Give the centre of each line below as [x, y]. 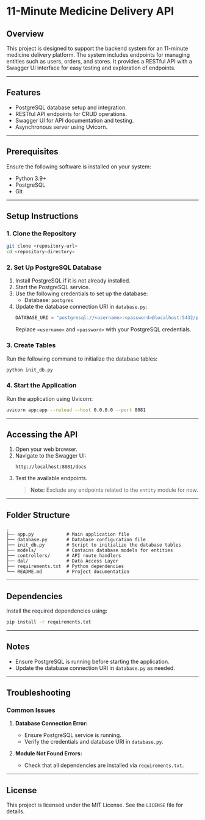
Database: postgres [49, 300]
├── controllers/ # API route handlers [64, 556]
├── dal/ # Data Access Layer [63, 561]
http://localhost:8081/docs [51, 467]
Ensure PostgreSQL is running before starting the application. [92, 661]
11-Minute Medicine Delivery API [90, 11]
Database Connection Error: [52, 724]
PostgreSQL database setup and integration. [71, 107]
